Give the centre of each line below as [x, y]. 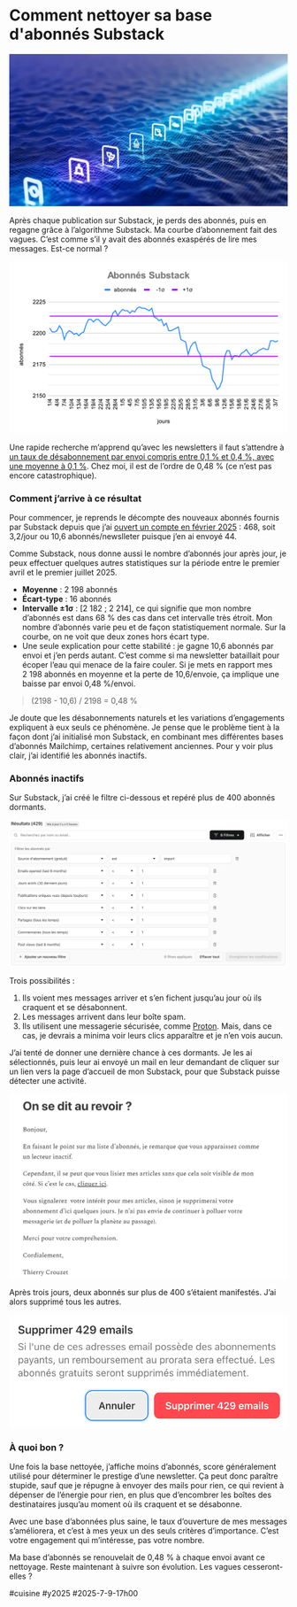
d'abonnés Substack [87, 34]
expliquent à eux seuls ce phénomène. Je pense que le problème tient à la [145, 727]
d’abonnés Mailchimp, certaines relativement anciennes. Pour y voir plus [141, 746]
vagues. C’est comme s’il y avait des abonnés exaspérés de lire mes [133, 239]
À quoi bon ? [37, 1447]
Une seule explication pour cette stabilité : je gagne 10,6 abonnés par [148, 645]
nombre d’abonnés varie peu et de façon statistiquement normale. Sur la [153, 627]
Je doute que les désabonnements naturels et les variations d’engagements [147, 717]
